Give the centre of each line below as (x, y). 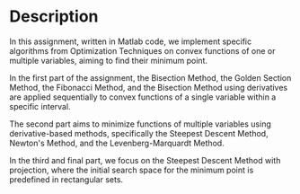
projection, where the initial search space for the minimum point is (132, 170)
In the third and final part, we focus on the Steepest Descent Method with (145, 160)
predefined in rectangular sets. (66, 179)
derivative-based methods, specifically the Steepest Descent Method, (139, 133)
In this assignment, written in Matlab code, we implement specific (131, 41)
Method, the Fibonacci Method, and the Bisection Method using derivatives (149, 87)
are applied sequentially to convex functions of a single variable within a (143, 97)
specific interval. (40, 106)
